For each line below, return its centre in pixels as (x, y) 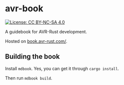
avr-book (24, 9)
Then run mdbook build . (29, 78)
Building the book (33, 57)
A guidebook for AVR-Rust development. (46, 31)
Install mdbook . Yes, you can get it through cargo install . (62, 68)
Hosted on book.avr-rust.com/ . (36, 41)
